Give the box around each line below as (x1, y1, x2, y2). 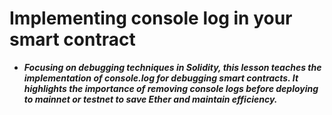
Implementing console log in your (9, 7, 293, 30)
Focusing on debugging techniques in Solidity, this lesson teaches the (23, 61, 322, 73)
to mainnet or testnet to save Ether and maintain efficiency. (23, 93, 278, 105)
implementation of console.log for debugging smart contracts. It (23, 72, 299, 84)
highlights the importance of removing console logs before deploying (23, 82, 319, 94)
